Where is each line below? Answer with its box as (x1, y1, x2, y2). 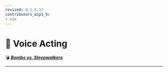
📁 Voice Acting (5, 38, 67, 49)
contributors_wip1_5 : (5, 12, 50, 17)
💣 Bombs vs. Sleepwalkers (5, 55, 63, 61)
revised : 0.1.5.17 (5, 7, 43, 12)
